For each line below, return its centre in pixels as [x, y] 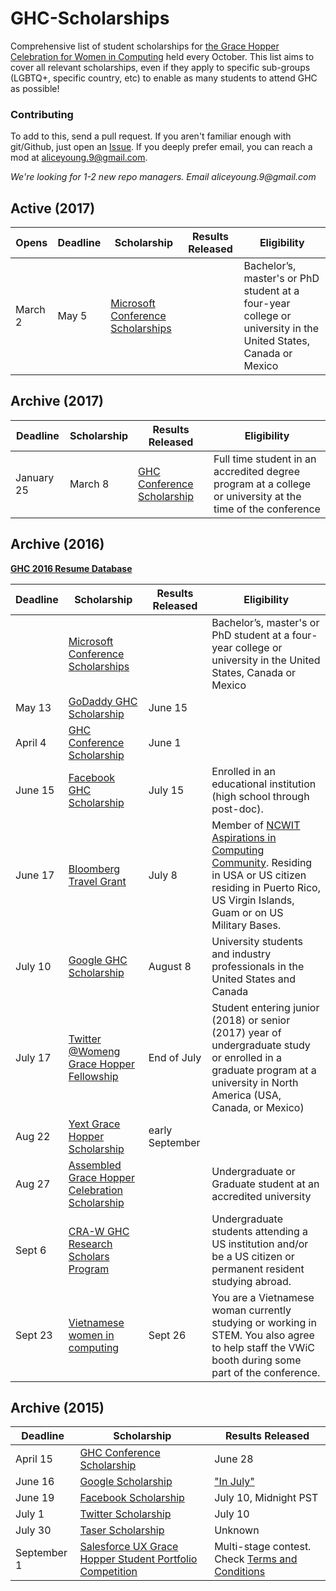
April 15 [34, 1459]
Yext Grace [94, 1124]
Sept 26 [167, 1335]
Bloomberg [94, 869]
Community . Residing [262, 862]
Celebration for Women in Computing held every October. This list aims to [162, 56]
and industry [241, 954]
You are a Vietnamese [263, 1297]
